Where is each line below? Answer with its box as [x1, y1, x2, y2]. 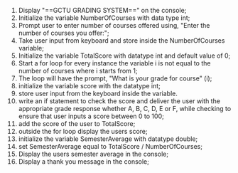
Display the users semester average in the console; [18, 150, 169, 158]
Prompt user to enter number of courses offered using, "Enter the [18, 21, 210, 29]
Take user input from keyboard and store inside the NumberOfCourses [18, 36, 225, 45]
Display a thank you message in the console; [18, 157, 150, 166]
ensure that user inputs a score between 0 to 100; [18, 112, 164, 120]
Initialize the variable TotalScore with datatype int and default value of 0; [18, 51, 231, 60]
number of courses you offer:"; [18, 28, 109, 37]
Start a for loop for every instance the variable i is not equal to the [18, 59, 211, 67]
